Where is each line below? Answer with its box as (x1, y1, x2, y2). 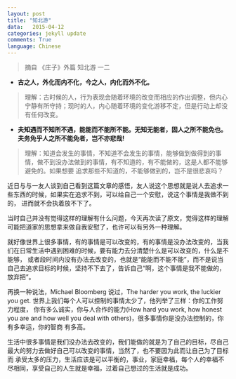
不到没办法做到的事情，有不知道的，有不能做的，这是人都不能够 (43, 158, 228, 166)
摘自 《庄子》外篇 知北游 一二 (24, 63, 110, 71)
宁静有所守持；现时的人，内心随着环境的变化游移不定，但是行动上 (24, 102, 216, 109)
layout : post (7, 10, 46, 18)
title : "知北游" (7, 17, 52, 24)
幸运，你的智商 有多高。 (19, 323, 89, 331)
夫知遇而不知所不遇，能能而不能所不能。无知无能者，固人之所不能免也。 (17, 126, 227, 133)
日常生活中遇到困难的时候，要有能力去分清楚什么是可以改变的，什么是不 (19, 246, 229, 255)
